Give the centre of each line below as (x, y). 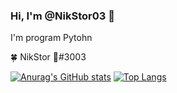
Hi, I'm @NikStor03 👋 (62, 16)
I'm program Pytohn (51, 38)
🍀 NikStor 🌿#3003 (48, 57)
